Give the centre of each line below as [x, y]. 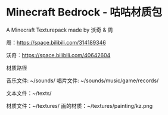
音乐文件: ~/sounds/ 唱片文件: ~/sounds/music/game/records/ [83, 80]
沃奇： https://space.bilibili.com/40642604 [58, 55]
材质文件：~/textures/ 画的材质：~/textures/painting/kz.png [80, 105]
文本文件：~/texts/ [29, 93]
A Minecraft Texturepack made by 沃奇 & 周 [60, 30]
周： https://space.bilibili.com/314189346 [56, 42]
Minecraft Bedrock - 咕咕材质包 [84, 12]
